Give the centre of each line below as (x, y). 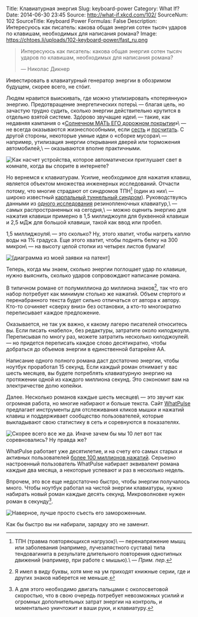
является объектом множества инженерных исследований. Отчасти (93, 183)
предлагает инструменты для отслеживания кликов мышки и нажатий (95, 410)
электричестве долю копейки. (44, 386)
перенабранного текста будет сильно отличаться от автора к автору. (93, 300)
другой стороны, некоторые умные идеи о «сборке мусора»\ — (86, 136)
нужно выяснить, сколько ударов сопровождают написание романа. (93, 275)
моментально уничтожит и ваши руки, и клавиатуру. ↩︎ (84, 608)
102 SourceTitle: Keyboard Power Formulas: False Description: (82, 21)
